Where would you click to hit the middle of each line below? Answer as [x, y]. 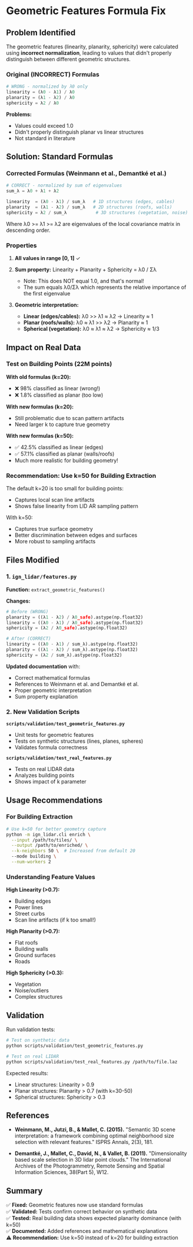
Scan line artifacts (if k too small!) [55, 920]
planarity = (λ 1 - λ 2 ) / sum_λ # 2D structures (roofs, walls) [89, 207]
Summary [24, 1191]
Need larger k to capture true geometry [62, 424]
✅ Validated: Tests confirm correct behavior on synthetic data [82, 1212]
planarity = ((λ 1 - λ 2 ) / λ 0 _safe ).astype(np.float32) [75, 617]
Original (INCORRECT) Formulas [53, 74]
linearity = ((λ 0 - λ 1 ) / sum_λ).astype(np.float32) [72, 644]
